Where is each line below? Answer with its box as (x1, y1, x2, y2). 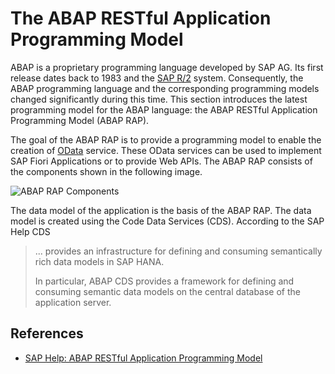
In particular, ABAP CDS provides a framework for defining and (34, 275, 295, 287)
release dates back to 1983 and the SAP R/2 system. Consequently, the (10, 72, 304, 84)
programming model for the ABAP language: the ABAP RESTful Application (10, 103, 318, 116)
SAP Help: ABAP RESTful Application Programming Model (24, 352, 263, 364)
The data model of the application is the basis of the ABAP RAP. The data (10, 204, 312, 216)
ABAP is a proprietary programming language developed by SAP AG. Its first (10, 61, 324, 73)
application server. (34, 296, 112, 308)
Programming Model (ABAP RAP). (10, 114, 150, 126)
